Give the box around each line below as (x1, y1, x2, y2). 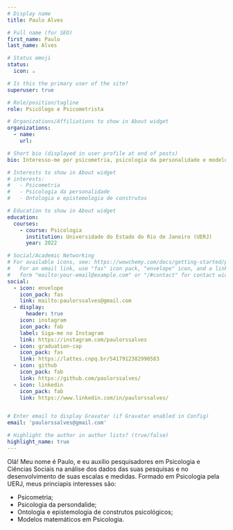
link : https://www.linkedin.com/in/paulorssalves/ (19, 394, 169, 401)
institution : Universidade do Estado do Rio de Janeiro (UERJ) (25, 233, 213, 240)
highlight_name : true (7, 438, 70, 445)
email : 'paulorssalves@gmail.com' (7, 420, 107, 427)
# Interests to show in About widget (7, 169, 116, 176)
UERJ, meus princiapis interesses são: (7, 479, 116, 488)
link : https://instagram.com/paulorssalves (19, 336, 148, 343)
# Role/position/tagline (7, 99, 79, 106)
